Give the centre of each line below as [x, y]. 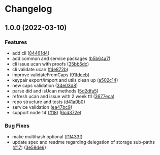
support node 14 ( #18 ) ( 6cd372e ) [47, 112]
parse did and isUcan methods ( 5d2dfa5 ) [55, 91]
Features [16, 42]
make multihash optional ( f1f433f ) [47, 137]
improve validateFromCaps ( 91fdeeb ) [51, 75]
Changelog [28, 9]
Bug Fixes [17, 126]
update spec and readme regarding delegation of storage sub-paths [84, 142]
